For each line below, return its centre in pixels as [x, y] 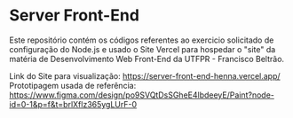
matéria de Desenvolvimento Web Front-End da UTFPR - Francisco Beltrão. [147, 59]
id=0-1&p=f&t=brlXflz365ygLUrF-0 [73, 104]
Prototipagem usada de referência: [73, 85]
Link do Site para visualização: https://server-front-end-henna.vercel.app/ [145, 75]
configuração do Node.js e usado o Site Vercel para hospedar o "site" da [143, 49]
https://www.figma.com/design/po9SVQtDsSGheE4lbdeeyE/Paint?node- [142, 95]
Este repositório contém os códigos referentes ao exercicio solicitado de [142, 40]
